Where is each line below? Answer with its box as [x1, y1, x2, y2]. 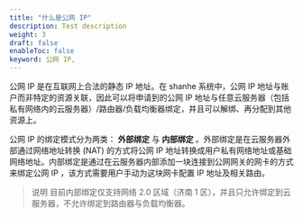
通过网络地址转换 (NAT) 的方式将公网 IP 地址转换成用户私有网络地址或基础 [16, 145, 292, 156]
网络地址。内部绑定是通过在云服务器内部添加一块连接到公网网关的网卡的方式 [9, 157, 294, 167]
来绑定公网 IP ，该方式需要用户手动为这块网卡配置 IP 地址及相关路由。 [9, 167, 271, 178]
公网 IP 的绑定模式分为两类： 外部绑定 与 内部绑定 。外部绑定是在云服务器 [9, 134, 283, 144]
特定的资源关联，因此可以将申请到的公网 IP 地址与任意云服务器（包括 [32, 92, 290, 103]
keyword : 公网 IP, [9, 55, 76, 64]
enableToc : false [9, 47, 75, 56]
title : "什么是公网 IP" [9, 13, 92, 23]
